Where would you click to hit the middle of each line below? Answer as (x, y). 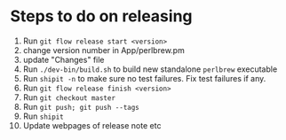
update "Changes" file (64, 59)
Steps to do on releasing (102, 16)
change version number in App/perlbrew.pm (103, 50)
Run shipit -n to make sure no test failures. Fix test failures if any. (144, 78)
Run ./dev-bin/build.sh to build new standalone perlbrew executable (150, 69)
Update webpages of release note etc (92, 125)
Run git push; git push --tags (81, 106)
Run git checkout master (69, 97)
